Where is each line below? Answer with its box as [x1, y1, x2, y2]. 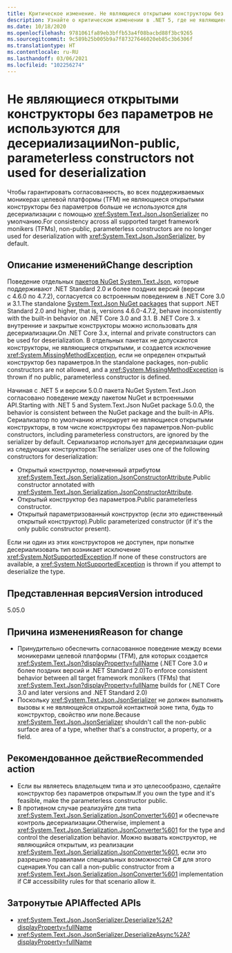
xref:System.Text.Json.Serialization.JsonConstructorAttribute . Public [17, 473, 211, 481]
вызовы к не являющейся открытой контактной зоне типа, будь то [17, 703, 214, 711]
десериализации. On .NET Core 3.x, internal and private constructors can [7, 329, 216, 337]
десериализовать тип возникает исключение [7, 546, 141, 554]
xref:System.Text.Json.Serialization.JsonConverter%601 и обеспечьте [17, 811, 219, 820]
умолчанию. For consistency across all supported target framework [7, 217, 200, 225]
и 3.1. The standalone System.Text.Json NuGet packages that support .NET [7, 299, 220, 308]
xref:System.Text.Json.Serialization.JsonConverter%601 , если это [17, 848, 207, 856]
